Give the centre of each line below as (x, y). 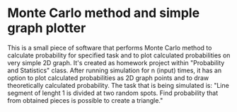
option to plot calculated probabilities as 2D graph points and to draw (108, 78)
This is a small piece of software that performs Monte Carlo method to (110, 47)
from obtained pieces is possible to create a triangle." (85, 100)
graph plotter (47, 28)
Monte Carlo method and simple (104, 13)
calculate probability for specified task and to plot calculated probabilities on (119, 55)
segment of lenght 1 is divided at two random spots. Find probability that (113, 93)
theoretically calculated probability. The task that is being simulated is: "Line (118, 85)
